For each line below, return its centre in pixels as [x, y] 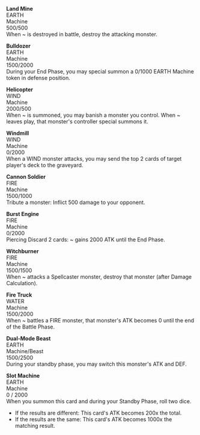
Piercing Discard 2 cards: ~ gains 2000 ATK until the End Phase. [86, 239]
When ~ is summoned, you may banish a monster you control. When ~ [93, 115]
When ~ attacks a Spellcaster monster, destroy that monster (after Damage [99, 277]
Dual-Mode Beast [29, 338]
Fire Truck [19, 295]
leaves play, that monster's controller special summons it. [77, 122]
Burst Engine [23, 214]
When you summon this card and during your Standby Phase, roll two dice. [99, 401]
